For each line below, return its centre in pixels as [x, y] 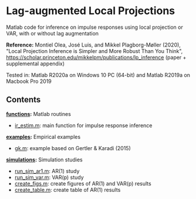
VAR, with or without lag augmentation [52, 33]
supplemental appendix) [36, 64]
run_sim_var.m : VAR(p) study [49, 177]
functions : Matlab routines [39, 114]
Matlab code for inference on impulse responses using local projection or [94, 27]
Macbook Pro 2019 [29, 81]
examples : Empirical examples [43, 137]
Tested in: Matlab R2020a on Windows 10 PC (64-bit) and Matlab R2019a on [98, 75]
